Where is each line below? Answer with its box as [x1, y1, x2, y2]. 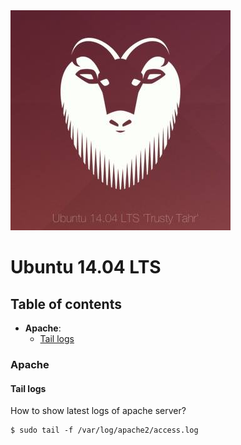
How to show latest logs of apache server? [10, 405, 187, 417]
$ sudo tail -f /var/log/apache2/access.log [10, 425, 199, 436]
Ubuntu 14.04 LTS [10, 256, 162, 279]
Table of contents [10, 295, 122, 313]
